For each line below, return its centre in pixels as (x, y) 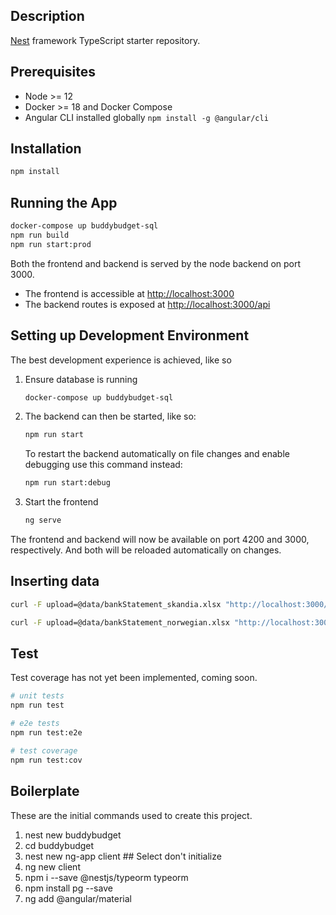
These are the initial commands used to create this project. (131, 815)
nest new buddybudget (73, 835)
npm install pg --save (68, 888)
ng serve (43, 520)
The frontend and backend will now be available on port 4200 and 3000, (160, 540)
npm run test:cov (46, 760)
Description (47, 16)
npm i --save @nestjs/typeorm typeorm (106, 877)
